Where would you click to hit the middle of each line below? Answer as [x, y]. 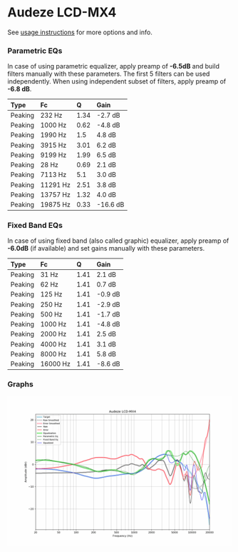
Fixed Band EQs [35, 225]
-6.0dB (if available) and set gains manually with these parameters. [106, 249]
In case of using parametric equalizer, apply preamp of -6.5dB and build [113, 66]
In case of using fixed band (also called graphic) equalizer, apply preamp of [118, 241]
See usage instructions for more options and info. [80, 32]
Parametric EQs [35, 51]
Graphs [20, 384]
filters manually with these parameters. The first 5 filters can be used [109, 74]
